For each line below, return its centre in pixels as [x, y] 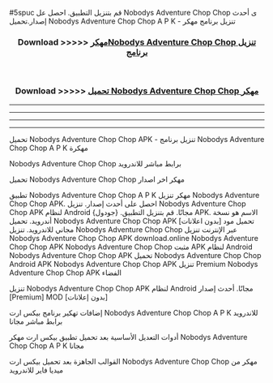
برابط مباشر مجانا [36, 321]
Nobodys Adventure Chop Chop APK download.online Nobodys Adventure [134, 238]
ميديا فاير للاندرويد [36, 370]
